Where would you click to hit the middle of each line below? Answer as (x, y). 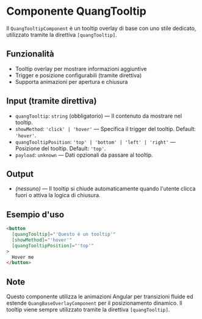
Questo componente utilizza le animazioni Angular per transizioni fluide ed (100, 297)
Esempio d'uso (35, 215)
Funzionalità (30, 54)
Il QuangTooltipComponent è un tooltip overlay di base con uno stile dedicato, (101, 28)
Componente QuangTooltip (76, 11)
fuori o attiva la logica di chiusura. (58, 195)
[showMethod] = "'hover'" (42, 240)
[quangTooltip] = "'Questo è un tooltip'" (64, 235)
